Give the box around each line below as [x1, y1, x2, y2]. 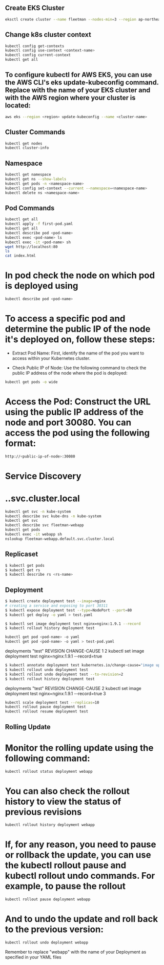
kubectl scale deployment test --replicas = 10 [5, 700, 99, 705]
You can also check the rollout [5, 786, 130, 796]
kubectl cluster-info [5, 146, 49, 151]
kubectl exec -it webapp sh [5, 532, 62, 537]
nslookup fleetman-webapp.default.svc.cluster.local [5, 536, 115, 541]
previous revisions [5, 806, 82, 817]
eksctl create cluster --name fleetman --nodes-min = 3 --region [5, 17, 137, 22]
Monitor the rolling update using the [5, 742, 154, 753]
